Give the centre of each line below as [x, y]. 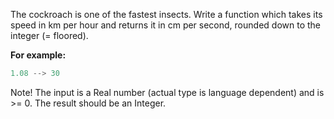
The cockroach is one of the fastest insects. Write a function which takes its [166, 14]
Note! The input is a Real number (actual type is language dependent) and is [167, 92]
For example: [38, 55]
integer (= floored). [49, 35]
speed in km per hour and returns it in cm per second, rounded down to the [165, 25]
